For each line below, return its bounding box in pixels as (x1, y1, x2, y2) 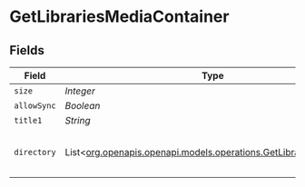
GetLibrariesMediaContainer (9, 6, 230, 27)
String (64, 114, 91, 126)
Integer (64, 84, 95, 97)
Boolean (64, 100, 101, 112)
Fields (9, 43, 45, 58)
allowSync (14, 101, 56, 111)
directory (14, 147, 56, 157)
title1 (14, 115, 43, 125)
